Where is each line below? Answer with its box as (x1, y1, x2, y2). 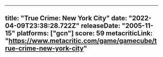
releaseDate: (81, 22, 120, 30)
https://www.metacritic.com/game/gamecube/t (8, 37, 157, 45)
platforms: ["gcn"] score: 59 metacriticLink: (16, 29, 153, 38)
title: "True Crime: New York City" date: (5, 14, 128, 22)
